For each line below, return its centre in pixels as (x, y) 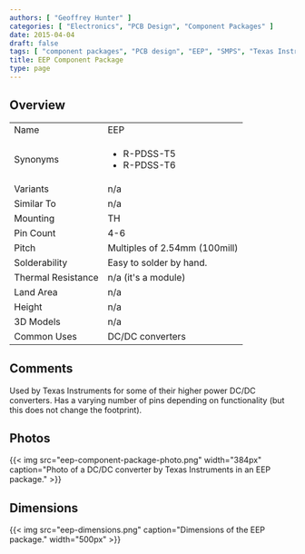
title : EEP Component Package (67, 60)
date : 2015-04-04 (42, 35)
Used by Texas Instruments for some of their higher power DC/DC (133, 391)
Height (28, 307)
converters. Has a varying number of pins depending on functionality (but (147, 400)
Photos (30, 438)
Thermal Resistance (56, 277)
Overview (38, 105)
